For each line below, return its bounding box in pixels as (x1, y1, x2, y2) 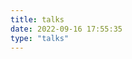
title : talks (10, 14, 65, 25)
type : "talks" (10, 33, 70, 43)
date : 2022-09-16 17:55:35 (10, 24, 123, 34)
